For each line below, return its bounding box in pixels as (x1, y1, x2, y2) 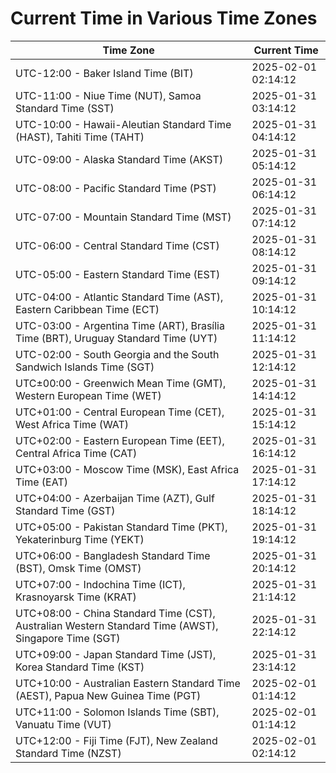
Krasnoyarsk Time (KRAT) (15, 590, 137, 604)
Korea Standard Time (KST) (15, 660, 145, 674)
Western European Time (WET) (15, 388, 162, 402)
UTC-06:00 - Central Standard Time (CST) (15, 238, 220, 252)
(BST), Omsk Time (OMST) (15, 561, 142, 575)
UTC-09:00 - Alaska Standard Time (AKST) (15, 152, 224, 166)
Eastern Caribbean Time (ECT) (15, 302, 160, 316)
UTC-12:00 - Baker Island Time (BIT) (15, 66, 194, 80)
